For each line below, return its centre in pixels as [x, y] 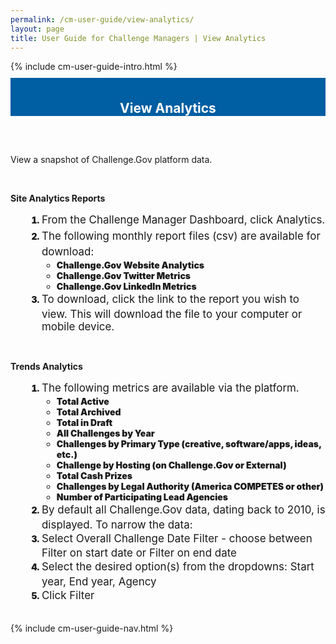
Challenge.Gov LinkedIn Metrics [126, 287]
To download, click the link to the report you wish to [170, 299]
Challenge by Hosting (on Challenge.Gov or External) [171, 465]
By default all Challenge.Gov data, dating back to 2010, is [183, 510]
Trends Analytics [46, 366]
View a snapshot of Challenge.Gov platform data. [111, 160]
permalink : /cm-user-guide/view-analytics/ [102, 19]
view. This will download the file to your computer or [172, 314]
